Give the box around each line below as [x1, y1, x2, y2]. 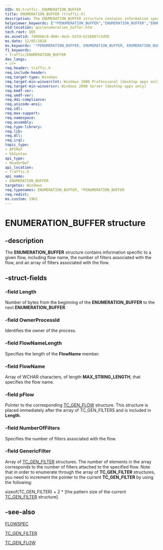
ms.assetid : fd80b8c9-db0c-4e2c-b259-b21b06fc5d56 [5, 34, 110, 39]
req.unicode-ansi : [5, 102, 42, 107]
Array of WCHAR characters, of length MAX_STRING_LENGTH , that [5, 374, 141, 380]
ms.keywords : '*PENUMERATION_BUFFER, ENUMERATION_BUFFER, [5, 43, 125, 48]
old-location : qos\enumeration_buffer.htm [5, 25, 92, 30]
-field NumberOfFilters [5, 425, 60, 432]
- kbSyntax [5, 151, 27, 156]
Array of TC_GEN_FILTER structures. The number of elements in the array [5, 459, 152, 465]
